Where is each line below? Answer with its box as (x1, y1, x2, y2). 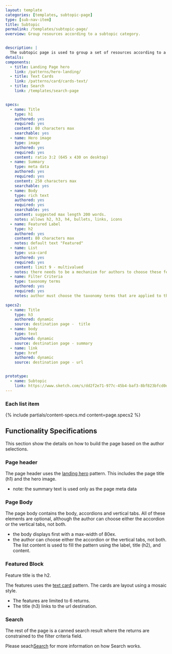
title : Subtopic (5, 22, 40, 27)
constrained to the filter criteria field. (5, 633, 83, 639)
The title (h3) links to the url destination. (12, 603, 97, 609)
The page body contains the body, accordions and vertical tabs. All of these (5, 510, 165, 517)
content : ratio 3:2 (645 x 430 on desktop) (14, 155, 109, 160)
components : (5, 60, 31, 65)
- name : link (10, 346, 38, 351)
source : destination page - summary (14, 340, 93, 346)
